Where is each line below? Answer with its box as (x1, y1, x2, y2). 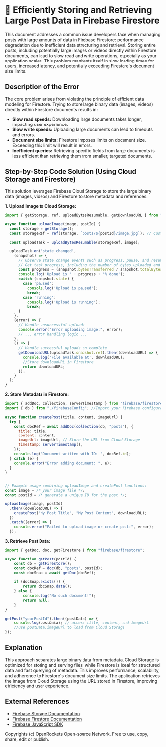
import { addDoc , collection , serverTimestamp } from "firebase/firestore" (5, 401, 165, 406)
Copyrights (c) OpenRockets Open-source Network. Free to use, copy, (5, 731, 149, 737)
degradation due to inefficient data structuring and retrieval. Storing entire (5, 42, 156, 48)
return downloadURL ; (23, 364, 65, 369)
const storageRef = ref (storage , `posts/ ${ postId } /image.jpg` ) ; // (9, 231, 152, 236)
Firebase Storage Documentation (12, 710, 80, 716)
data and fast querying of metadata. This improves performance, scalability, (5, 667, 160, 673)
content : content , (18, 433, 56, 438)
